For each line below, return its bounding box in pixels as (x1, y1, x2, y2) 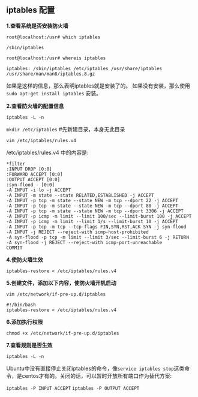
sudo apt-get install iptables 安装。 (6, 89, 102, 97)
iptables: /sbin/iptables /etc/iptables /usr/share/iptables (6, 65, 163, 71)
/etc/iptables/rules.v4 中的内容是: (6, 149, 89, 156)
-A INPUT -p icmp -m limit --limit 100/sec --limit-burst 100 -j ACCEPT (6, 213, 192, 219)
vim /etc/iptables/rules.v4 (6, 137, 77, 143)
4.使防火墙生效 (6, 256, 43, 263)
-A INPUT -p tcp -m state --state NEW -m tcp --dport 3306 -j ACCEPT (6, 208, 184, 214)
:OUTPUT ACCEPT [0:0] (6, 176, 61, 182)
